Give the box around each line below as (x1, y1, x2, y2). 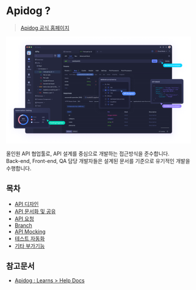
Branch (14, 222, 32, 229)
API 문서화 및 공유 (14, 208, 56, 215)
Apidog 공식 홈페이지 (20, 24, 70, 31)
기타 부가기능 (14, 242, 45, 249)
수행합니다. (6, 165, 32, 172)
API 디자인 (14, 200, 39, 207)
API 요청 (14, 215, 34, 222)
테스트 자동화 (14, 235, 45, 242)
